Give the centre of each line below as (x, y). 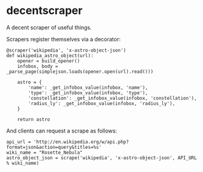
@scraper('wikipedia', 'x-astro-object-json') (66, 50)
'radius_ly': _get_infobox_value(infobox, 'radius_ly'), (101, 103)
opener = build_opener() (49, 61)
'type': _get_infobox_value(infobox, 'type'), (88, 93)
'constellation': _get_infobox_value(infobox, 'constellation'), (113, 98)
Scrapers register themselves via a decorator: (64, 39)
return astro (34, 119)
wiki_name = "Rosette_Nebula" (45, 153)
